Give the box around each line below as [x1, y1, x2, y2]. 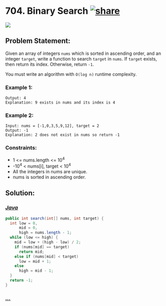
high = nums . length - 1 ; [18, 230, 72, 235]
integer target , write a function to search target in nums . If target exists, [5, 55, 157, 62]
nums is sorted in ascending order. [12, 174, 86, 180]
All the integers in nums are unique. [12, 168, 88, 174]
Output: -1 [5, 128, 29, 133]
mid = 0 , [18, 226, 38, 231]
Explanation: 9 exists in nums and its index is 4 [5, 100, 115, 105]
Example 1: [5, 84, 33, 91]
